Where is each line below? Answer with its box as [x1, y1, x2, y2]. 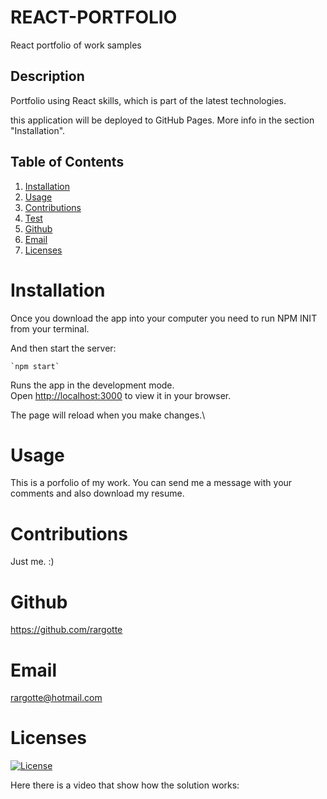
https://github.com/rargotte [10, 624, 123, 636]
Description [10, 68, 85, 85]
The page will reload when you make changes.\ [10, 409, 206, 421]
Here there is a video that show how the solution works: [10, 779, 240, 791]
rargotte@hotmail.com [10, 692, 103, 704]
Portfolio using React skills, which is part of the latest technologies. [10, 94, 287, 106]
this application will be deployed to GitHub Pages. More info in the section [10, 114, 315, 126]
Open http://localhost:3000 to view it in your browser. [10, 389, 232, 401]
